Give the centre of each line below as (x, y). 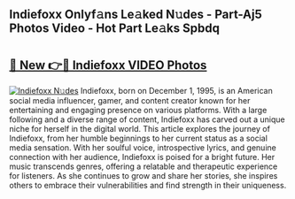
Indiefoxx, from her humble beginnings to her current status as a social (139, 138)
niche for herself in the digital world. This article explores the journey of (140, 129)
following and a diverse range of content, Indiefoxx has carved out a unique (147, 119)
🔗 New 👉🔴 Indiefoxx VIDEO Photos (108, 65)
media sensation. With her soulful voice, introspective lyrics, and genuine (143, 148)
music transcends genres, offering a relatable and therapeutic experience (144, 166)
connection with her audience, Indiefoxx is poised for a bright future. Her (142, 157)
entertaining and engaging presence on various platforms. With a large (138, 110)
